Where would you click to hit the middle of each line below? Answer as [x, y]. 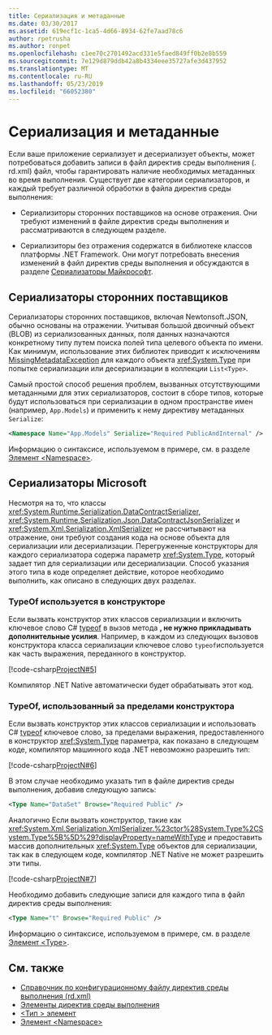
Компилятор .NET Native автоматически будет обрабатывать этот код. [131, 685]
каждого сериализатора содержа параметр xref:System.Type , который [132, 554]
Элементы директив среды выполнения [90, 1004]
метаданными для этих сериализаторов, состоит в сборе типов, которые [136, 393]
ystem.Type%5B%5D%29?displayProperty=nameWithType [107, 838]
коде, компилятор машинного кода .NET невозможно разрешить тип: [129, 750]
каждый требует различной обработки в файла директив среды [120, 188]
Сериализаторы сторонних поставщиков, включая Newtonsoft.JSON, [128, 317]
